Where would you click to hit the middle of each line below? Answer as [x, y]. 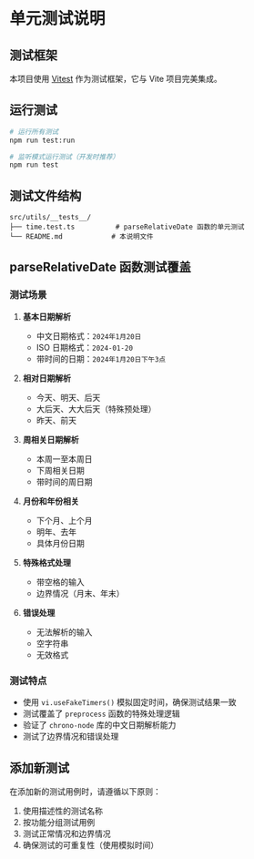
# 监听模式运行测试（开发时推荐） [65, 157]
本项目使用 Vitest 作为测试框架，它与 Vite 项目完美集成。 [116, 79]
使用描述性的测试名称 [62, 811]
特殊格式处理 [46, 562]
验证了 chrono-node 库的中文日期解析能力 [99, 725]
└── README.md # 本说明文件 [81, 237]
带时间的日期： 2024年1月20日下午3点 [101, 358]
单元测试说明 [58, 19]
